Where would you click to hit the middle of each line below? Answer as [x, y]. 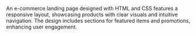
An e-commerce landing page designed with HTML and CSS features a [92, 8]
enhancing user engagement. [42, 27]
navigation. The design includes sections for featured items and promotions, [98, 21]
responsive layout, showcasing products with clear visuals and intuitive [92, 15]
